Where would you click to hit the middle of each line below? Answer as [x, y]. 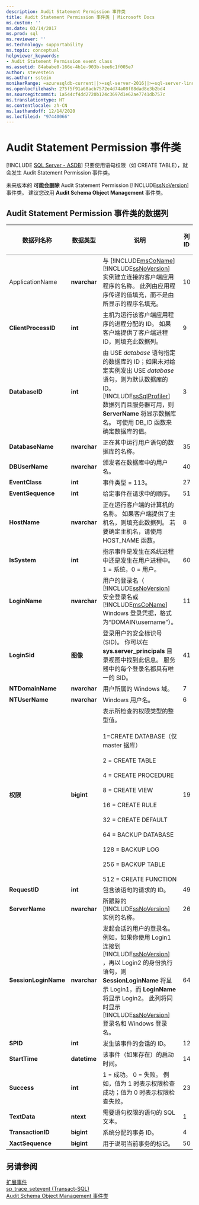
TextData [22, 1117]
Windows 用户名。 [128, 700]
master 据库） [122, 745]
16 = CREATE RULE [130, 805]
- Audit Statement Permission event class [59, 61]
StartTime [23, 1059]
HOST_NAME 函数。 [131, 540]
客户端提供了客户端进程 [135, 333]
